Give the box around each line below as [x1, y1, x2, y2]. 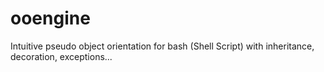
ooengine [10, 7, 91, 30]
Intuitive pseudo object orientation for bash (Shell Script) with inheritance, [10, 40, 315, 52]
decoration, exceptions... [10, 50, 113, 62]
